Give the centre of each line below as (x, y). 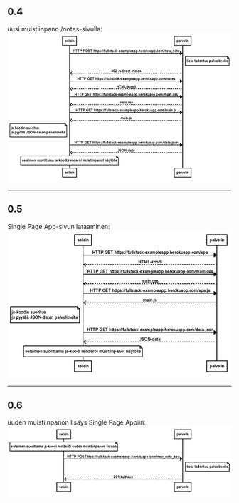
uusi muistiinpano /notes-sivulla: (55, 29)
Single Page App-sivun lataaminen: (59, 226)
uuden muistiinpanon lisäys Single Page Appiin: (77, 422)
